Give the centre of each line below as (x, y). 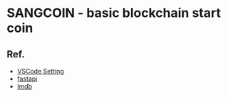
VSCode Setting (41, 71)
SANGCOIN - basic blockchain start (114, 13)
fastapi (27, 79)
